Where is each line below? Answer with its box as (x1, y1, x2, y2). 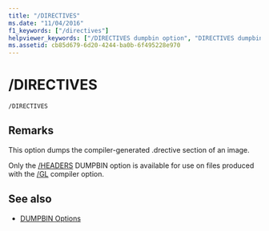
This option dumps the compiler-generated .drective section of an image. (8, 145, 250, 154)
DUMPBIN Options (19, 213, 82, 223)
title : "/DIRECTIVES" (8, 11, 81, 20)
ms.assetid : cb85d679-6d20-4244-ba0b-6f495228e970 (8, 42, 181, 50)
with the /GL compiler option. (8, 169, 104, 178)
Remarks (8, 124, 54, 137)
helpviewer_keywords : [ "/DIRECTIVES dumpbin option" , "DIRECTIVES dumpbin (8, 34, 263, 42)
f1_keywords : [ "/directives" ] (8, 26, 110, 34)
